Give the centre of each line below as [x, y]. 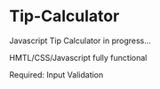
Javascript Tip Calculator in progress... [80, 41]
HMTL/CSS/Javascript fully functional [78, 57]
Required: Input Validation [56, 74]
